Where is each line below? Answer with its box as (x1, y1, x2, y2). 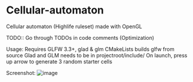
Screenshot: (6, 69, 36, 76)
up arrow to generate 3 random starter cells (6, 58, 113, 65)
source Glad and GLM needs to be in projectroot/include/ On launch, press (6, 52, 188, 59)
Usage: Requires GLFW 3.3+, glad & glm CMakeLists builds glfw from (6, 45, 175, 53)
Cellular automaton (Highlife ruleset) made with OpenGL (6, 23, 143, 30)
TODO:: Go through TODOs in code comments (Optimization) (6, 34, 155, 41)
